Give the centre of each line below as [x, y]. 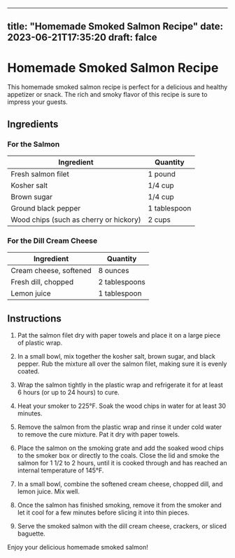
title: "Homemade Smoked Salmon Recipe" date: [115, 26]
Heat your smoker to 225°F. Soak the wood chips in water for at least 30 [121, 406]
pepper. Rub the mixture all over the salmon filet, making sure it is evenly [122, 364]
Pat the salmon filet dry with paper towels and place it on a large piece [119, 336]
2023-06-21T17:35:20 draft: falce [82, 38]
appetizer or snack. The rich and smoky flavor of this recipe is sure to [107, 95]
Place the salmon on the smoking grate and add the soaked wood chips [120, 448]
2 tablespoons [122, 282]
